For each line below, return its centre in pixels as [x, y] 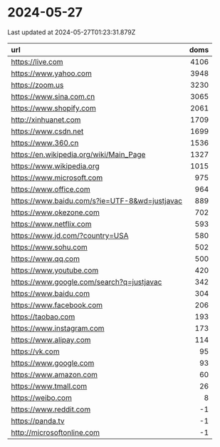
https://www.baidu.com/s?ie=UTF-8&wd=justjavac [97, 200]
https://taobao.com [43, 317]
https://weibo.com [42, 398]
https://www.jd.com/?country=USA [70, 235]
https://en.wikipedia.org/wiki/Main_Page [78, 154]
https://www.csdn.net [47, 131]
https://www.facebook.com [57, 305]
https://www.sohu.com [49, 247]
